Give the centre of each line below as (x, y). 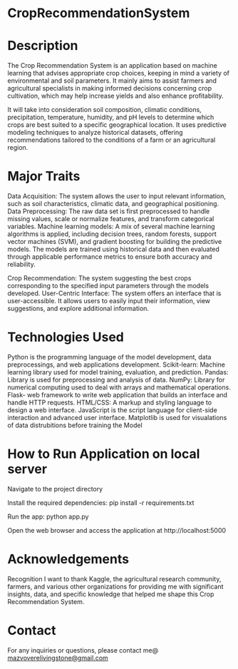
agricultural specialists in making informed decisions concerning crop (110, 88)
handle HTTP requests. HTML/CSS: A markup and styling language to (110, 402)
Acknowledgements (68, 560)
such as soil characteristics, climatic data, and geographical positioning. (113, 204)
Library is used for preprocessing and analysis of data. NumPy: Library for (116, 380)
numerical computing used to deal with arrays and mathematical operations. (119, 387)
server (27, 469)
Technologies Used (66, 337)
